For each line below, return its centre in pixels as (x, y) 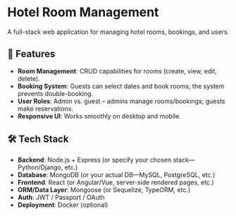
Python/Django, (40, 167)
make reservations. (45, 108)
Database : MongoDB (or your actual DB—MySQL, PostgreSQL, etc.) (116, 174)
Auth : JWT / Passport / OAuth (61, 197)
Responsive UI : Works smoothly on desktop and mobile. (99, 116)
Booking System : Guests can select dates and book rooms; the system (121, 86)
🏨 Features (31, 54)
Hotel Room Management (83, 12)
